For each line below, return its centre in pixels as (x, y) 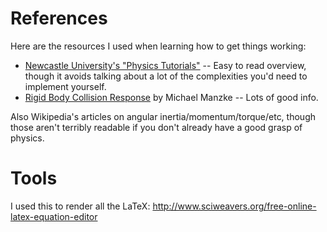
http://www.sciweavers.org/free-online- (234, 206)
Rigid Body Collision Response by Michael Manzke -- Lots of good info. (171, 97)
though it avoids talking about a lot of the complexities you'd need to (166, 76)
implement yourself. (65, 86)
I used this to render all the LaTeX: (80, 206)
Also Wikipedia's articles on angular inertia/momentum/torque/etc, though (163, 116)
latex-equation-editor (54, 216)
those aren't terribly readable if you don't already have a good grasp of (156, 127)
